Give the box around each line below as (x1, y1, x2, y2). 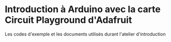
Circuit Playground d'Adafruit (5, 14, 132, 26)
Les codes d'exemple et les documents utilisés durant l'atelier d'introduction (5, 31, 166, 37)
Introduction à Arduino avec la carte (5, 4, 161, 15)
